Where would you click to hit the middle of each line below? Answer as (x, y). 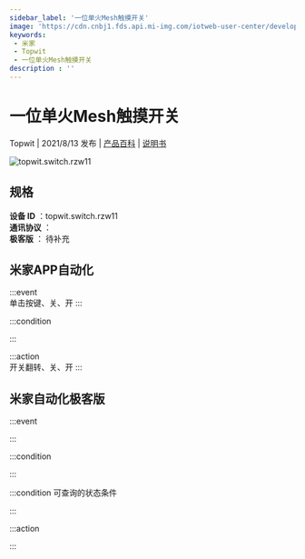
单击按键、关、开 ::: (46, 303)
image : (22, 26)
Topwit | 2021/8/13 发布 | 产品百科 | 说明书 (88, 143)
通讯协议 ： (30, 227)
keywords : (28, 35)
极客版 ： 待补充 (39, 238)
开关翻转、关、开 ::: (46, 367)
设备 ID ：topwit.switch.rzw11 (64, 215)
